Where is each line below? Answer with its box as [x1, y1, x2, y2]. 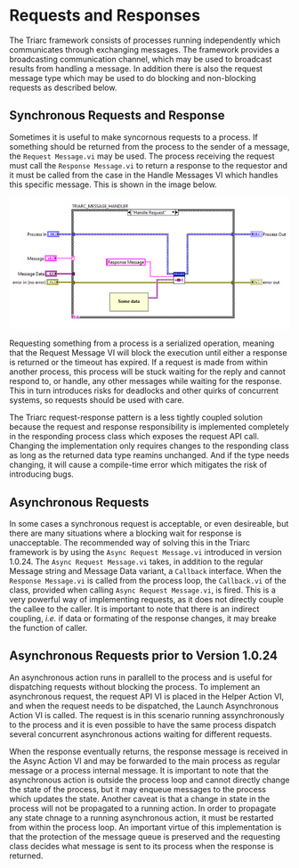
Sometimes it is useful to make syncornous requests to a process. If [9, 131, 258, 143]
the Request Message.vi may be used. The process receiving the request [9, 151, 275, 161]
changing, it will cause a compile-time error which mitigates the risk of [9, 460, 268, 471]
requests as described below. [9, 82, 117, 93]
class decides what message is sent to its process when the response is [9, 840, 274, 851]
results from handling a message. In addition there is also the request [9, 63, 263, 74]
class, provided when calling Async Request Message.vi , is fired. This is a [9, 585, 276, 595]
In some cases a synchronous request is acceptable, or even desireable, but [9, 519, 289, 529]
